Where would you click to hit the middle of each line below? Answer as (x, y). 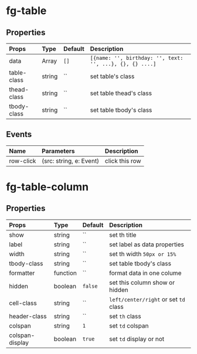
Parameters (58, 151)
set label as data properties (147, 244)
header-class (28, 316)
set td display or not (137, 339)
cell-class (23, 303)
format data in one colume (145, 273)
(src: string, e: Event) (71, 161)
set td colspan (129, 325)
